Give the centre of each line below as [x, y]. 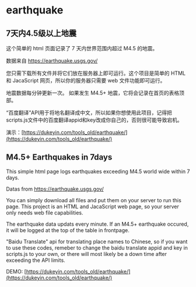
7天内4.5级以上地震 [41, 33]
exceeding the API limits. [36, 260]
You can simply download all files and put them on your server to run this [94, 200]
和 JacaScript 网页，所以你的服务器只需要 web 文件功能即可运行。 [86, 80]
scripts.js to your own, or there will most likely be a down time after [87, 254]
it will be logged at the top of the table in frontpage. [68, 230]
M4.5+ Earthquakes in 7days [59, 158]
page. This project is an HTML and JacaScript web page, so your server [92, 206]
